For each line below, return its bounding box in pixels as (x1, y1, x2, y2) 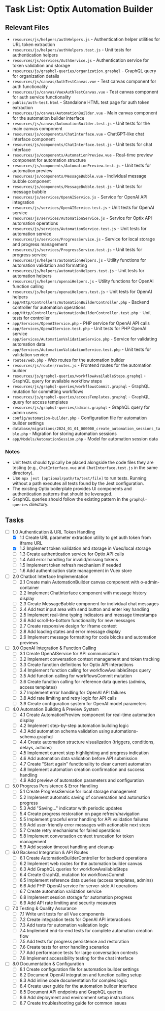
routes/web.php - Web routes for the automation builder (12, 357, 125, 363)
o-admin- (140, 579, 160, 585)
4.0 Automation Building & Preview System (12, 706, 99, 712)
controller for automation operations (12, 304, 86, 310)
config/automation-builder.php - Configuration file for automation (12, 415, 147, 421)
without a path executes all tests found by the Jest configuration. (12, 481, 144, 486)
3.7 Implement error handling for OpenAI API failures (19, 689, 127, 695)
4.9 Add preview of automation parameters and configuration (19, 777, 144, 783)
